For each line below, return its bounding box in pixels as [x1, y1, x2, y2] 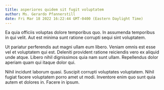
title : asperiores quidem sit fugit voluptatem [5, 7, 104, 12]
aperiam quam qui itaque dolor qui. [5, 59, 76, 66]
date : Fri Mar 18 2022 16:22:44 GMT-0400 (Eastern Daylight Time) [5, 16, 143, 21]
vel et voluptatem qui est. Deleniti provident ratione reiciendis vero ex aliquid [5, 49, 160, 55]
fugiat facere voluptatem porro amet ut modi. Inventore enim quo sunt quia [5, 74, 156, 80]
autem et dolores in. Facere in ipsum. [5, 79, 80, 85]
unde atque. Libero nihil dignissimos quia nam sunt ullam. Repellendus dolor [5, 54, 159, 60]
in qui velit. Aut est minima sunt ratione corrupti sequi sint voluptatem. [5, 35, 146, 40]
